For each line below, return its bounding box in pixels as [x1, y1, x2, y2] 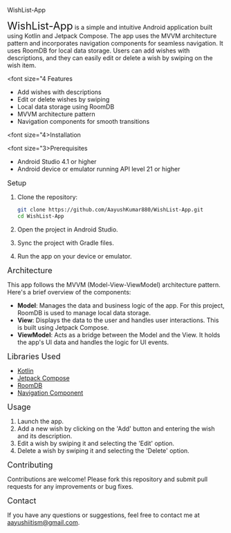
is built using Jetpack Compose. [17, 323, 109, 331]
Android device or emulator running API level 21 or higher [17, 165, 181, 173]
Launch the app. [17, 417, 64, 425]
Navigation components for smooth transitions [17, 118, 150, 125]
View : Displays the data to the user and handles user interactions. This [17, 316, 219, 324]
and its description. [17, 431, 73, 440]
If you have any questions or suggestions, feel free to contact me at [7, 511, 200, 519]
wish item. [7, 62, 37, 69]
